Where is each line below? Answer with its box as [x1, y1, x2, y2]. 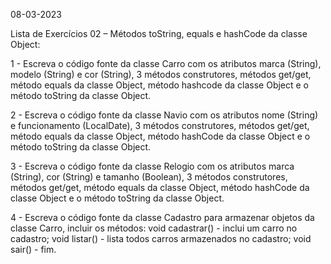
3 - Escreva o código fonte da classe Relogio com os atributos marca [10, 160, 295, 172]
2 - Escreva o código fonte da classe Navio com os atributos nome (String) [10, 109, 319, 121]
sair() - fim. [10, 244, 57, 255]
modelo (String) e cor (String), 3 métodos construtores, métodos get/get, [10, 69, 312, 80]
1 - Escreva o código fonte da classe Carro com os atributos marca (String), [10, 58, 322, 69]
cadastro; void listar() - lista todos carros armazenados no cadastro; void [10, 233, 312, 244]
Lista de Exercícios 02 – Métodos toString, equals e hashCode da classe [10, 28, 308, 39]
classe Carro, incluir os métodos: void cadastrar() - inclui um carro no [10, 222, 298, 234]
